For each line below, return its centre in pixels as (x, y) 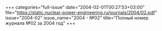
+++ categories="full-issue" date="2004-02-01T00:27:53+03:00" (75, 7)
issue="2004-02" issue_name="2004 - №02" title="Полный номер (77, 18)
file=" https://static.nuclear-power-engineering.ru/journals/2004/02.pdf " (81, 12)
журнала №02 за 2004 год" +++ (40, 23)
